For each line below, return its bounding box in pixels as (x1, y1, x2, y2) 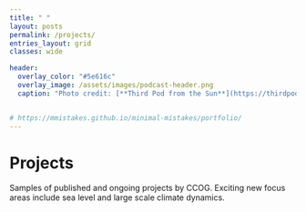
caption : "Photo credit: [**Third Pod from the (17, 88, 202, 98)
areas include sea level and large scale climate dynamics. (9, 192, 225, 203)
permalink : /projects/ (9, 30, 96, 39)
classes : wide (9, 47, 64, 56)
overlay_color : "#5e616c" (17, 72, 117, 82)
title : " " (9, 13, 51, 23)
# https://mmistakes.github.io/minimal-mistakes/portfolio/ (9, 113, 243, 123)
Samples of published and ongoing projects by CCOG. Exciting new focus (9, 183, 286, 194)
